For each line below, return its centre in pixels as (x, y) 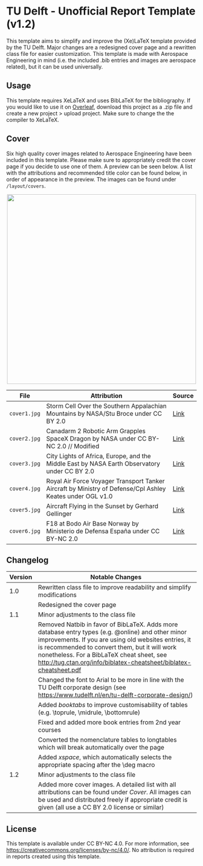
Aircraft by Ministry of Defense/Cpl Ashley (106, 489)
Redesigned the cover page (77, 605)
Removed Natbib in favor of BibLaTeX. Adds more (108, 624)
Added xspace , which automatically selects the (105, 757)
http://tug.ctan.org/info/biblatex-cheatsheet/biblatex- (115, 663)
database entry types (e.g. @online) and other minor (113, 632)
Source (183, 396)
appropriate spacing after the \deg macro (97, 765)
